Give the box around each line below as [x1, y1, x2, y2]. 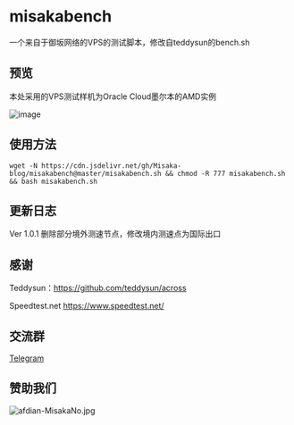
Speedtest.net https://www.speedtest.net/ [9, 301, 164, 312]
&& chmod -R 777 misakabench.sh [164, 169, 286, 178]
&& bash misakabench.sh [9, 177, 98, 186]
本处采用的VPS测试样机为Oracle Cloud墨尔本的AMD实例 [9, 91, 217, 102]
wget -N [9, 161, 38, 171]
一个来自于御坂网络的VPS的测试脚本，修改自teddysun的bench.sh [9, 37, 250, 47]
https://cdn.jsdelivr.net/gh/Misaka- [41, 161, 181, 171]
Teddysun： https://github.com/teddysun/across [9, 283, 187, 294]
